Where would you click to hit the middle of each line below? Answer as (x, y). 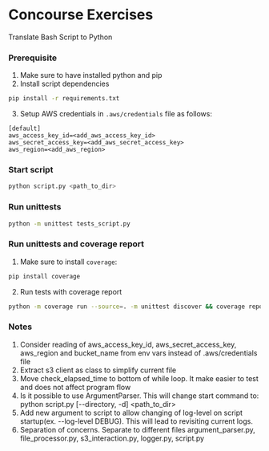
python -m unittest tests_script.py (69, 223)
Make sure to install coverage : (68, 262)
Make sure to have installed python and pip (91, 75)
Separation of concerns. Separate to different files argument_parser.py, (138, 429)
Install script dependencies (64, 84)
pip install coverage (44, 276)
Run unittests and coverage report (76, 244)
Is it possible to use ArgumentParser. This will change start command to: (139, 396)
